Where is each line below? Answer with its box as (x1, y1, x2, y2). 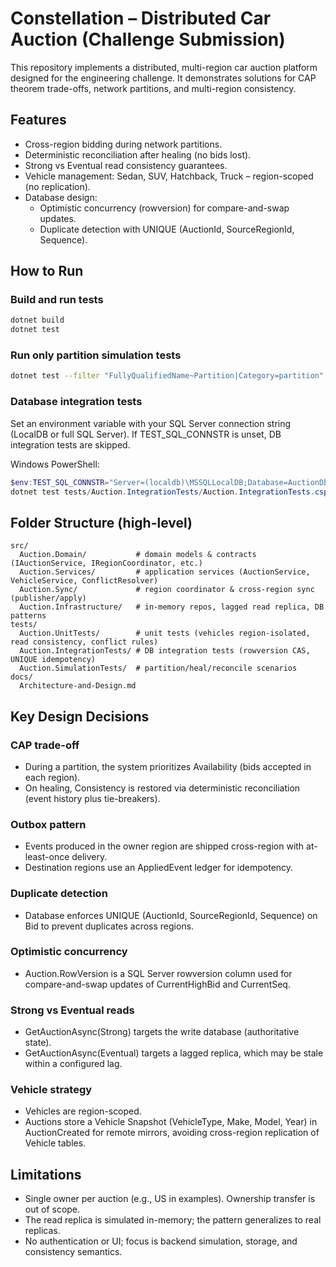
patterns (10, 611, 47, 621)
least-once (24, 851, 70, 863)
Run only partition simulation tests (10, 348, 182, 362)
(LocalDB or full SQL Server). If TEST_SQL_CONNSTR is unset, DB (10, 428, 282, 440)
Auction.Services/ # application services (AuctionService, (19, 567, 311, 577)
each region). (24, 771, 81, 783)
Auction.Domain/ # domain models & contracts (19, 550, 257, 560)
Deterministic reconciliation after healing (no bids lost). (24, 148, 252, 161)
